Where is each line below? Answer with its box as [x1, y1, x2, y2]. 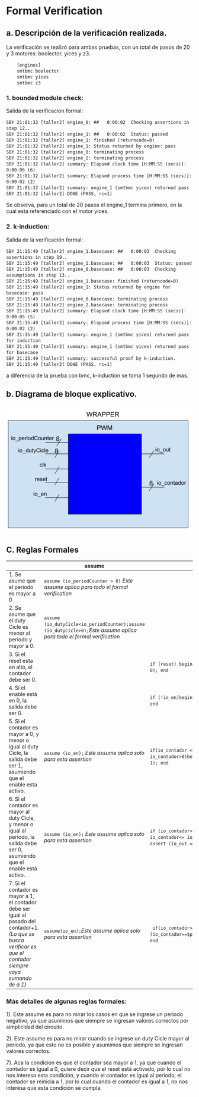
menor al [8, 629, 31, 637]
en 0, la [8, 697, 27, 704]
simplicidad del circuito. [6, 1023, 64, 1030]
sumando [8, 974, 32, 982]
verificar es [8, 943, 37, 950]
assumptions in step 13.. [6, 272, 70, 278]
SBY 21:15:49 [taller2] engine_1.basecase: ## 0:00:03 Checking [6, 248, 176, 254]
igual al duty [8, 743, 38, 750]
